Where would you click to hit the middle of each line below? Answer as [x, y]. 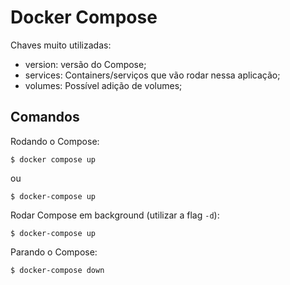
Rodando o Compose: [55, 141]
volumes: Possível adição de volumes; [103, 85]
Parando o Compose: [54, 252]
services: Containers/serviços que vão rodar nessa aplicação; [152, 75]
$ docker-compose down [57, 270]
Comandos [45, 117]
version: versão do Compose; [85, 64]
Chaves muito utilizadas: [61, 45]
